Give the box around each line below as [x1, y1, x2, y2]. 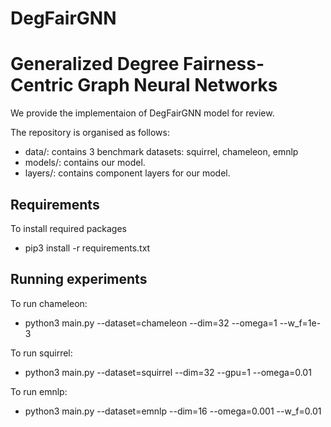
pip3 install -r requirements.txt [24, 242, 151, 254]
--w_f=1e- [279, 317, 322, 329]
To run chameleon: [10, 297, 88, 309]
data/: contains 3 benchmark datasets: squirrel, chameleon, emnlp [24, 146, 299, 158]
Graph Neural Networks [77, 74, 278, 97]
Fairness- [182, 53, 265, 76]
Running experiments [10, 271, 148, 288]
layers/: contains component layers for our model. [24, 167, 231, 179]
